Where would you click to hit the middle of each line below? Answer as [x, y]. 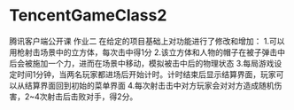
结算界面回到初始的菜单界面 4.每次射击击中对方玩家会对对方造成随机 [149, 85]
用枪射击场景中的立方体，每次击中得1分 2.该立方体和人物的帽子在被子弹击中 [147, 52]
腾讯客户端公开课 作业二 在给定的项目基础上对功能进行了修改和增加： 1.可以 [147, 41]
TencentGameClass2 [88, 16]
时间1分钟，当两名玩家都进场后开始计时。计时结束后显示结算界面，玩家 [146, 74]
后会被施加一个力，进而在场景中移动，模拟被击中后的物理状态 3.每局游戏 [142, 63]
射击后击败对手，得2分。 [93, 96]
